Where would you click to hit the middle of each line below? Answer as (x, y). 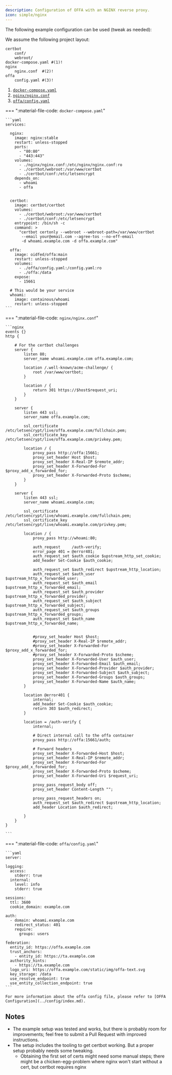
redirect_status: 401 (37, 925)
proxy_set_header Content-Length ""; (73, 789)
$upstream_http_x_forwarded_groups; (44, 614)
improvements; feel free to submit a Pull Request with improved (80, 1035)
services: (16, 124)
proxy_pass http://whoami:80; (65, 538)
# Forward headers (52, 749)
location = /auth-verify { (52, 722)
